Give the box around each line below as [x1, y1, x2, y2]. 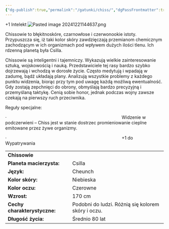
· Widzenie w [5, 114, 146, 120]
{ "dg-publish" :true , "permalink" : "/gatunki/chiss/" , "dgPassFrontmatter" [5, 7, 158, 13]
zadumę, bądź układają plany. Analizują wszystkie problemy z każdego [5, 73, 152, 79]
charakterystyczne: [8, 207, 56, 214]
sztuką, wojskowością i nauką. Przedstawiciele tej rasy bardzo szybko [5, 62, 150, 68]
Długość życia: [8, 215, 44, 222]
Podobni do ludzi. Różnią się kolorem [72, 201, 159, 208]
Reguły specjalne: [5, 104, 42, 110]
